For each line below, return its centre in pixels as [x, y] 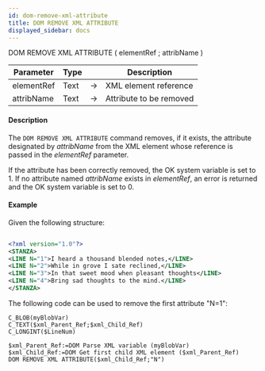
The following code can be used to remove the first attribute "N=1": [118, 303]
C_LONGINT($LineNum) [42, 331]
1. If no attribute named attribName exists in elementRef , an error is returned [133, 178]
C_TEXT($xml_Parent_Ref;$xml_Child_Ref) [76, 325]
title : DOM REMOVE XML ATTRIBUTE [63, 23]
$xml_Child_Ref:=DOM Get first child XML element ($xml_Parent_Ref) [124, 352]
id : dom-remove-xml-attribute [58, 15]
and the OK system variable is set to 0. [71, 186]
